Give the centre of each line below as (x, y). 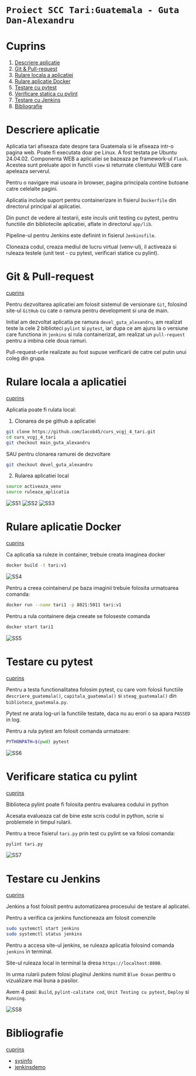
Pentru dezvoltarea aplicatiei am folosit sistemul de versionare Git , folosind (97, 304)
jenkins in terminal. (29, 952)
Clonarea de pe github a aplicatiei (55, 421)
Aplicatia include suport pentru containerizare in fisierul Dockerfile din (91, 200)
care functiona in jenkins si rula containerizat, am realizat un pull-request (96, 334)
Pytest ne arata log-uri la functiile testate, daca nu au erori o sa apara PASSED (98, 713)
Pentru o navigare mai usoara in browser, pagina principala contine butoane (97, 183)
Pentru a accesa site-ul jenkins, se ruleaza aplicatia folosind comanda (90, 945)
